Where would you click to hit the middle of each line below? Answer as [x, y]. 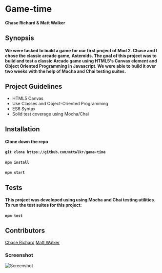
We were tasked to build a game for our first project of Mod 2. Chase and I [81, 50]
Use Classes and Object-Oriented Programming [60, 103]
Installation [22, 129]
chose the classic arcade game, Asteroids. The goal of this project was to [81, 56]
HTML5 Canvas [28, 98]
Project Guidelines [34, 87]
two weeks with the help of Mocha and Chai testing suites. [66, 71]
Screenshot [19, 255]
